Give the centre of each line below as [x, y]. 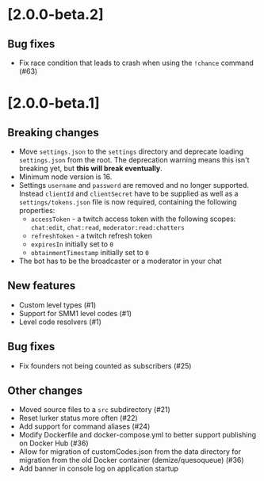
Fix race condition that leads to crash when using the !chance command [136, 63]
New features [42, 286]
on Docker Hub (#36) [54, 443]
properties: [37, 210]
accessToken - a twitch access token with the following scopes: [133, 219]
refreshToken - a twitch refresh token [91, 236]
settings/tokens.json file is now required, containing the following [128, 202]
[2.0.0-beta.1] [54, 103]
